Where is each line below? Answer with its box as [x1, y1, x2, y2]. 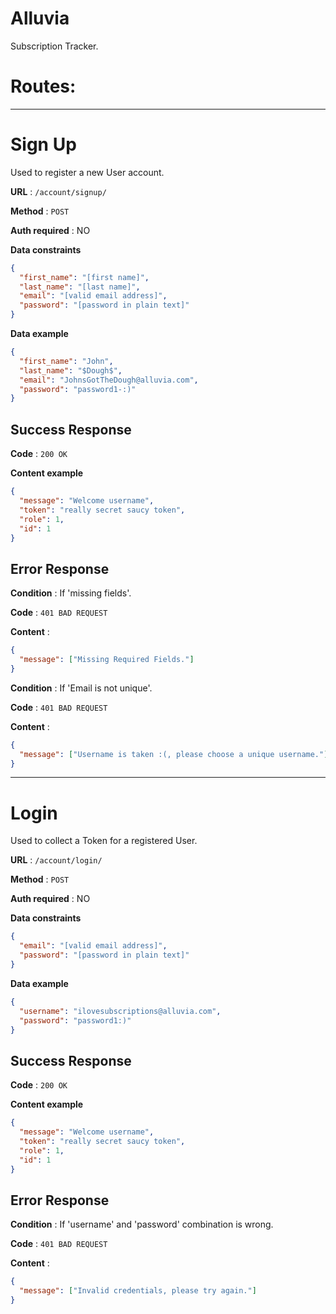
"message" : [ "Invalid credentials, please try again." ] [19, 1286, 257, 1296]
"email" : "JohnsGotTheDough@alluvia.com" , [19, 375, 199, 385]
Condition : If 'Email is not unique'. [10, 682, 153, 694]
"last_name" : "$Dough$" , [19, 365, 123, 376]
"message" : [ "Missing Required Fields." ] [19, 655, 195, 665]
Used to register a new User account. [10, 166, 165, 178]
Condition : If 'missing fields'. [10, 587, 132, 599]
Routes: [10, 75, 77, 98]
